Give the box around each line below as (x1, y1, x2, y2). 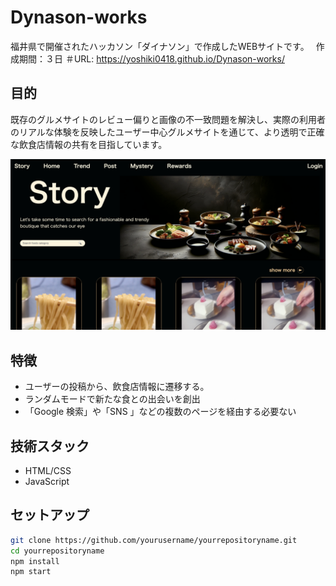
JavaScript (24, 476, 70, 488)
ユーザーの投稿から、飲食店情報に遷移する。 (24, 381, 210, 393)
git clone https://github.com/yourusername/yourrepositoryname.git (10, 535, 298, 545)
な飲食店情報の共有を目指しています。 (10, 138, 168, 150)
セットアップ (10, 507, 90, 524)
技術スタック (10, 437, 90, 455)
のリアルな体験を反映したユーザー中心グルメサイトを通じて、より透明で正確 (10, 126, 325, 138)
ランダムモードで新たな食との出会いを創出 (24, 393, 201, 405)
